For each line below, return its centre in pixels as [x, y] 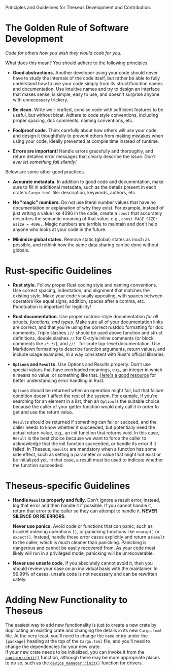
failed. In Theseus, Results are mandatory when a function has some [84, 449]
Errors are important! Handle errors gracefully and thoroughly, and [83, 151]
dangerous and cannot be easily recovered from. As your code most [84, 548]
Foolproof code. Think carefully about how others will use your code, [85, 130]
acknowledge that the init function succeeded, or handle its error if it [84, 444]
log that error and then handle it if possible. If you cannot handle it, [82, 505]
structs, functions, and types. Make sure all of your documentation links [88, 322]
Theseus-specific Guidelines [68, 486]
